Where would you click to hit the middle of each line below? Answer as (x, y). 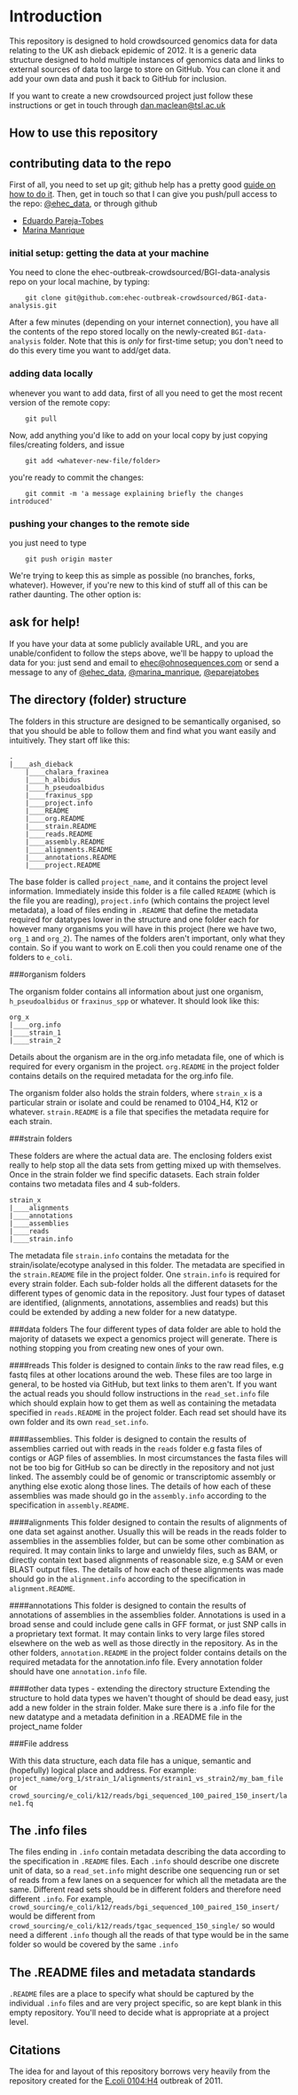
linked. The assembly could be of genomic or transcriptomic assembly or (143, 1477)
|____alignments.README (69, 849)
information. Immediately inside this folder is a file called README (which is (143, 891)
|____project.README (63, 865)
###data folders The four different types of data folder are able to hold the (145, 1329)
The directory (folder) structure (98, 700)
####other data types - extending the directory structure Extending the (140, 1689)
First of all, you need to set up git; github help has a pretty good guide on (143, 185)
